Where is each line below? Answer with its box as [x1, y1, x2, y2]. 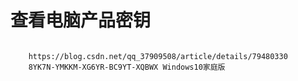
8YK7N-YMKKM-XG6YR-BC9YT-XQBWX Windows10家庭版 [28, 62, 226, 72]
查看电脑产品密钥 [10, 9, 152, 32]
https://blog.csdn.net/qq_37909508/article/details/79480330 [28, 51, 288, 61]
